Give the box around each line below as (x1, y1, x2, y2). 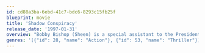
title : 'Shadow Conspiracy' (6, 20, 78, 26)
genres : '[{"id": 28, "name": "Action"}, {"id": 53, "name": (6, 37, 165, 43)
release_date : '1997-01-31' (6, 26, 78, 32)
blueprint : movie (6, 15, 51, 21)
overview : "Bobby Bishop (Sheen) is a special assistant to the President (6, 32, 201, 38)
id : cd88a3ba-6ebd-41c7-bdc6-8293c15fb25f (6, 9, 116, 15)
